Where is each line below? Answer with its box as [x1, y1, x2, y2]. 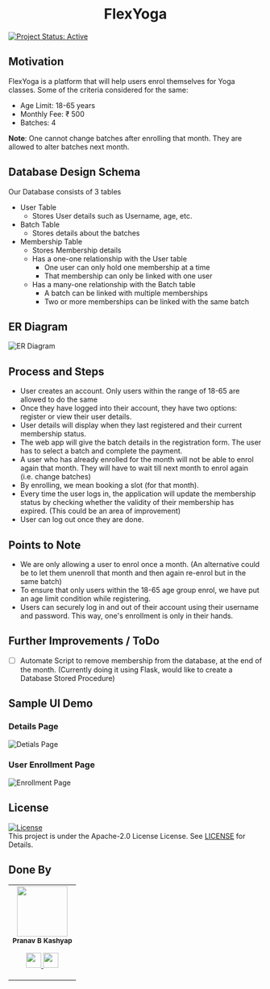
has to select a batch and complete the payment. [19, 446, 183, 456]
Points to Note [8, 538, 81, 552]
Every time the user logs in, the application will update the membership [19, 489, 256, 499]
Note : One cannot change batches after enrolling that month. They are [8, 133, 243, 143]
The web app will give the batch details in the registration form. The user [19, 437, 262, 448]
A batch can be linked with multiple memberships [44, 288, 208, 298]
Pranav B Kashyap [12, 937, 73, 945]
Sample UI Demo [8, 697, 93, 711]
